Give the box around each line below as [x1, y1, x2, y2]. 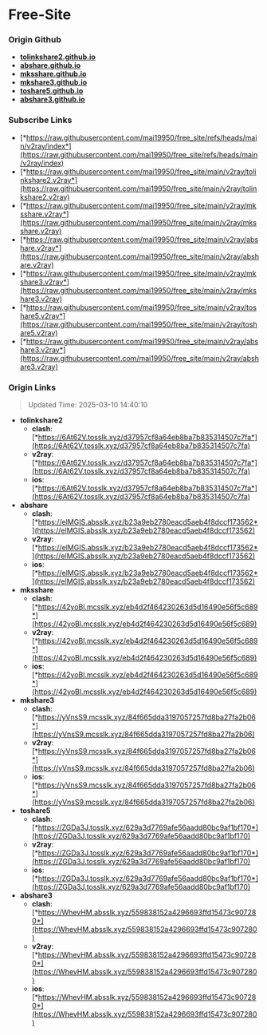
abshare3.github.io [19, 94, 85, 105]
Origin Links [8, 382, 57, 393]
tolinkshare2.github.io [19, 52, 96, 61]
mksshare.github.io [19, 69, 87, 79]
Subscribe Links [8, 114, 73, 125]
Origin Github [8, 34, 62, 46]
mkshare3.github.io [19, 77, 88, 87]
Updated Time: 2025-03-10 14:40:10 [27, 400, 148, 410]
